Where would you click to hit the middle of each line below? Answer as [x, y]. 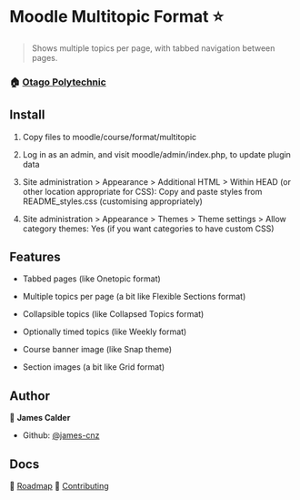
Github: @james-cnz [61, 435]
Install [27, 115]
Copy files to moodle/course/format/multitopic [110, 137]
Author [30, 396]
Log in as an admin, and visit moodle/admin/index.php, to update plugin [156, 154]
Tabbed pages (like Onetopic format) [91, 279]
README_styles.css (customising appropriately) [112, 201]
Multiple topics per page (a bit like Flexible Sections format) [134, 297]
